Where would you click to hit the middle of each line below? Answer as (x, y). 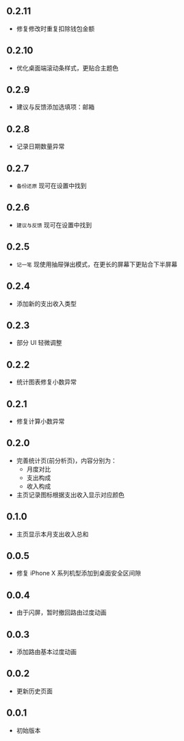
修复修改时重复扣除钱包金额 (55, 28)
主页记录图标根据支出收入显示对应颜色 (70, 495)
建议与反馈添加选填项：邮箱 (55, 107)
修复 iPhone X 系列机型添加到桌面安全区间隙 (79, 573)
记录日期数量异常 (40, 146)
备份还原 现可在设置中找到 (51, 186)
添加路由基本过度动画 (46, 652)
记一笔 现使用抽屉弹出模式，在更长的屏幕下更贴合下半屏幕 (97, 264)
